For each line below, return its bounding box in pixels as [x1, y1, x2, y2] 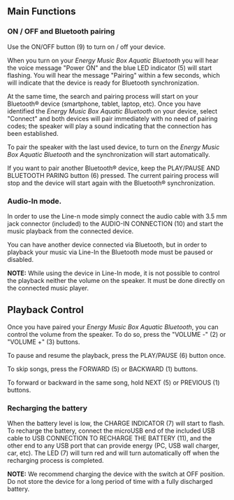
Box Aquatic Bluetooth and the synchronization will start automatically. [7, 150, 211, 158]
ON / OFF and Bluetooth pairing [7, 27, 115, 36]
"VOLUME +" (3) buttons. [7, 338, 80, 346]
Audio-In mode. [7, 196, 61, 206]
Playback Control [7, 304, 84, 316]
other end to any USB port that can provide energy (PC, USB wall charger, [7, 441, 220, 450]
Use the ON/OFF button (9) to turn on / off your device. [7, 42, 166, 51]
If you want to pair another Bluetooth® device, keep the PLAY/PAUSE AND [7, 164, 220, 172]
